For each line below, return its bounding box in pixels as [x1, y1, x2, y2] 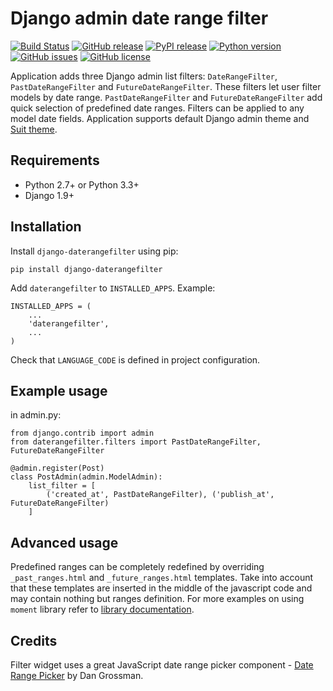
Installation [10, 218, 82, 236]
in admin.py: [10, 409, 62, 421]
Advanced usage [10, 534, 119, 551]
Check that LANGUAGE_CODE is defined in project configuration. [10, 353, 261, 366]
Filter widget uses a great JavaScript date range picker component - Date [10, 659, 314, 671]
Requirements [10, 152, 100, 169]
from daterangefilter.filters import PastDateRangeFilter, [10, 437, 262, 447]
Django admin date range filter [10, 7, 269, 30]
